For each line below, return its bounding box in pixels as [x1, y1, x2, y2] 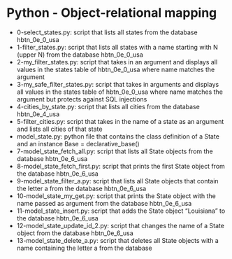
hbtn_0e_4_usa [16, 110, 60, 118]
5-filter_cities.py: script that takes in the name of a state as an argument [16, 117, 224, 125]
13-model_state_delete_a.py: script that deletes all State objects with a [16, 236, 219, 244]
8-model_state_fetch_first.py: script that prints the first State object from [16, 162, 225, 170]
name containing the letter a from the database [16, 244, 152, 252]
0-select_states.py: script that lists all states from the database [16, 28, 198, 36]
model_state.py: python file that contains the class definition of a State [16, 132, 219, 141]
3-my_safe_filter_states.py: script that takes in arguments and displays [16, 80, 219, 88]
